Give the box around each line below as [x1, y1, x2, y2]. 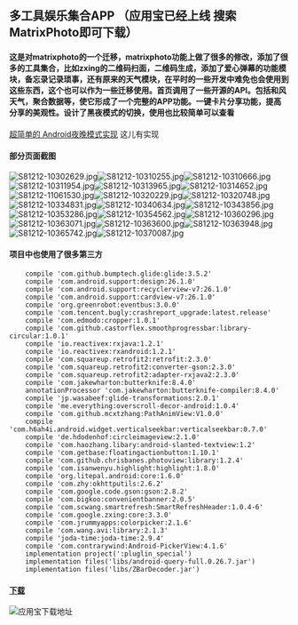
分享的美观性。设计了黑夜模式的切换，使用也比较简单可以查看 [9, 107, 235, 117]
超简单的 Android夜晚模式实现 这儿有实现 [9, 128, 160, 140]
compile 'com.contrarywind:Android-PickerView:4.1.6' [25, 541, 228, 550]
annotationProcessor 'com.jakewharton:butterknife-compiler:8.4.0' [25, 386, 279, 395]
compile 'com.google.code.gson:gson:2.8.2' [25, 487, 189, 496]
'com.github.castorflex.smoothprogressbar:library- [56, 324, 252, 333]
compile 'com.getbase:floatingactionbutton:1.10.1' [25, 448, 220, 457]
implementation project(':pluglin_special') [25, 549, 192, 558]
